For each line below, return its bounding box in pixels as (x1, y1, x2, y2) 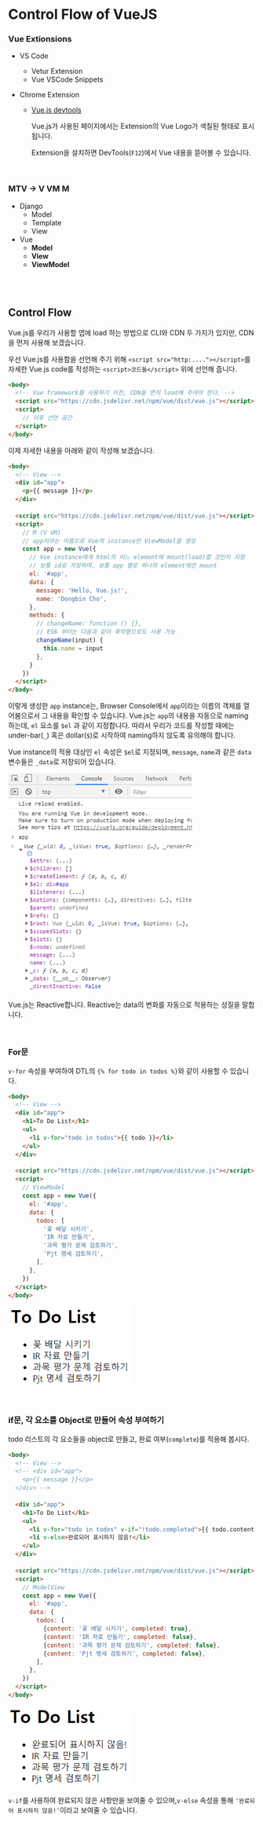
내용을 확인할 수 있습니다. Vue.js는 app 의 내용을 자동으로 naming (49, 711, 249, 720)
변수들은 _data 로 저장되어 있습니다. (8, 757, 116, 766)
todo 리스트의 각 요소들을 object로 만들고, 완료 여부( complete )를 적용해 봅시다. (8, 1434, 250, 1443)
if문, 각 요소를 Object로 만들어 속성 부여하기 (8, 1415, 165, 1426)
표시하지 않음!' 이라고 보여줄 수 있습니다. (16, 1805, 137, 1815)
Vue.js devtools (31, 105, 82, 115)
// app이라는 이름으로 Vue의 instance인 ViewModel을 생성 (22, 536, 196, 545)
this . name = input (42, 644, 104, 653)
